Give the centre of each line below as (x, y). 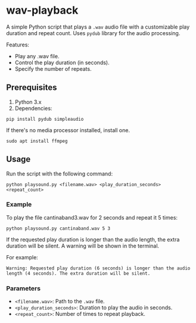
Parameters (23, 288)
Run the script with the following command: (60, 174)
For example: (22, 257)
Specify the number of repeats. (53, 68)
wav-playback (42, 10)
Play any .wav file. (37, 56)
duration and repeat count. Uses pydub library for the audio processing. (93, 33)
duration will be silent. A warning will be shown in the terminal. (83, 246)
